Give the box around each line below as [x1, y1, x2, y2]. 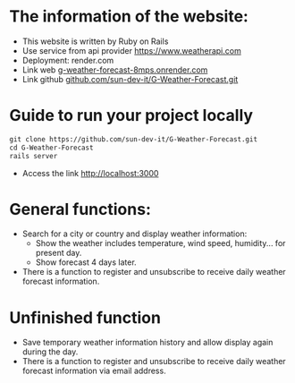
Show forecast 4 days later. [35, 257, 137, 268]
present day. [35, 248, 82, 259]
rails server [9, 151, 58, 160]
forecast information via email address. [21, 365, 167, 377]
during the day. [21, 346, 79, 357]
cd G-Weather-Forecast [9, 143, 94, 152]
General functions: [9, 199, 152, 219]
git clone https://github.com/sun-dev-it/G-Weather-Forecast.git [9, 134, 257, 144]
